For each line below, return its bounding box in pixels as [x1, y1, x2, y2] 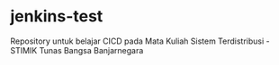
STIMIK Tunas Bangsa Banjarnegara [10, 45, 144, 55]
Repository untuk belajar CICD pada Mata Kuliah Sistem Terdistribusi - [10, 36, 270, 46]
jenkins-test [10, 6, 103, 27]
